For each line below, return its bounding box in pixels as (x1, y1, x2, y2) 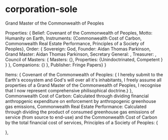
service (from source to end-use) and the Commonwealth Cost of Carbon (5, 114, 157, 120)
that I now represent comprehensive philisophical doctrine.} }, (5, 87, 133, 93)
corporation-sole (5, 4, 78, 15)
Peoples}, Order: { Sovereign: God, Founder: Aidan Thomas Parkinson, (5, 46, 151, 52)
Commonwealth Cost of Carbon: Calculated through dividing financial (5, 93, 149, 99)
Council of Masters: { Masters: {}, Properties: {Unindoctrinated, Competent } (5, 56, 163, 62)
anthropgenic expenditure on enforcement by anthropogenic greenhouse (5, 98, 156, 104)
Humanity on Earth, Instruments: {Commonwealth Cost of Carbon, (5, 35, 142, 41)
